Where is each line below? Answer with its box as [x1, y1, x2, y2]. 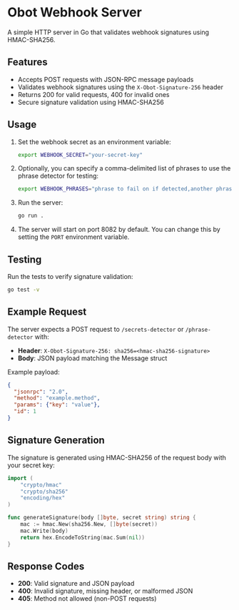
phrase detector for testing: [17, 172, 98, 181]
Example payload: [7, 367, 60, 376]
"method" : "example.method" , [14, 395, 101, 402]
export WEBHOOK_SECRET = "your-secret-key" [17, 151, 143, 158]
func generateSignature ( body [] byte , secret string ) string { [7, 514, 196, 522]
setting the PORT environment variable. [17, 233, 130, 241]
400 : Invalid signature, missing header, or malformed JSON [17, 586, 193, 596]
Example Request [7, 306, 87, 318]
